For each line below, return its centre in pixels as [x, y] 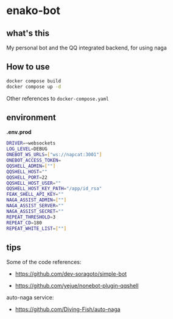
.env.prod [19, 132]
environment [31, 117]
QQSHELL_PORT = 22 [27, 177]
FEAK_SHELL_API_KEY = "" [35, 195]
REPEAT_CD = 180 [24, 223]
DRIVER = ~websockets [31, 143]
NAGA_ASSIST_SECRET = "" [35, 211]
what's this [28, 33]
